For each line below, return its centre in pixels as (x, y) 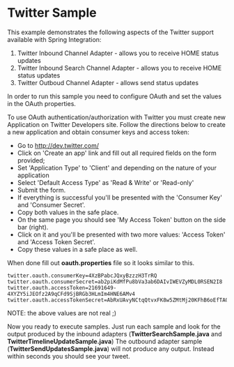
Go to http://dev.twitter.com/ (58, 145)
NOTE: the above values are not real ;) (62, 313)
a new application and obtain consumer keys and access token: (98, 132)
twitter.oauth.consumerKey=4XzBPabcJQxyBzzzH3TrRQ (82, 276)
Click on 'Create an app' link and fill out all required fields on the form (117, 153)
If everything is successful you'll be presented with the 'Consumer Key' (120, 197)
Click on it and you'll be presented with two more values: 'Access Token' (121, 234)
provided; (31, 160)
